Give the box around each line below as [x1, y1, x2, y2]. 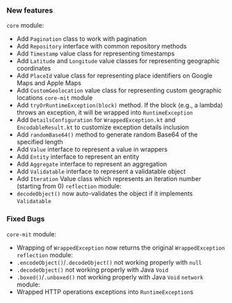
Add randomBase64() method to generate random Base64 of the [16, 130, 198, 139]
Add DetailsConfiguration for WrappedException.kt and [16, 116, 176, 124]
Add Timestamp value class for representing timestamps [16, 49, 175, 58]
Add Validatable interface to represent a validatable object [16, 167, 186, 175]
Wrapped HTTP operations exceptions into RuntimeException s [16, 287, 194, 296]
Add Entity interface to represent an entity [16, 153, 140, 161]
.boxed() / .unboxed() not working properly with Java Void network [16, 272, 204, 281]
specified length [16, 138, 63, 146]
